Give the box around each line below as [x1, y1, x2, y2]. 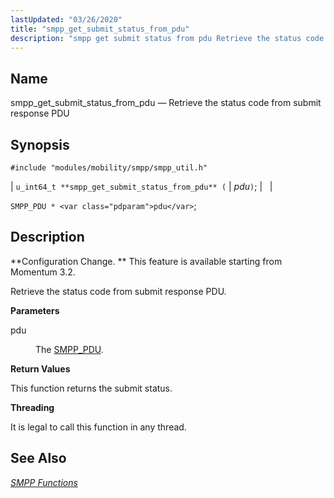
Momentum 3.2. [10, 266, 76, 278]
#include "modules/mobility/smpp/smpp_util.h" [10, 163, 208, 173]
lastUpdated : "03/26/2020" [10, 14, 123, 25]
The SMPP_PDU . [35, 343, 104, 355]
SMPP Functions [10, 476, 78, 488]
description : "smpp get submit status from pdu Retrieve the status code [10, 33, 325, 43]
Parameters [10, 304, 60, 316]
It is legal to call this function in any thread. [10, 421, 187, 433]
